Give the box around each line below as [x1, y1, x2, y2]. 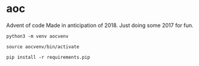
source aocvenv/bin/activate [6, 44, 80, 50]
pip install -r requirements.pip [6, 54, 90, 60]
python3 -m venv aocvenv [6, 33, 69, 39]
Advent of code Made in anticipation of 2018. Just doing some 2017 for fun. [6, 22, 194, 29]
